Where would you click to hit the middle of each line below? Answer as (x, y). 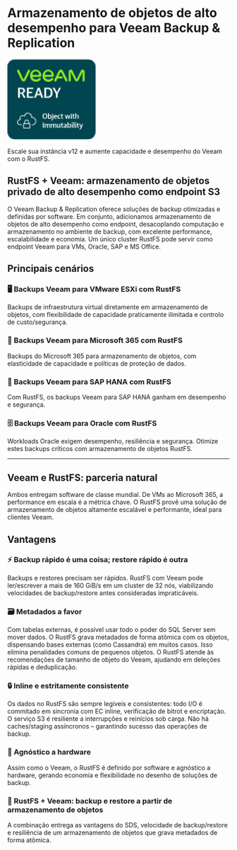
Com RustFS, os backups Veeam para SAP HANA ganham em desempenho (117, 397)
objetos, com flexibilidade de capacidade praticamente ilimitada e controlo (116, 315)
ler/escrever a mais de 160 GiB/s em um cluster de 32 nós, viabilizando (110, 585)
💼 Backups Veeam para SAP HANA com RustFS (89, 381)
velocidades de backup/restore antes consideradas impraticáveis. (103, 593)
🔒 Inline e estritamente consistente (68, 686)
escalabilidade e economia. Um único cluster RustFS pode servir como (110, 239)
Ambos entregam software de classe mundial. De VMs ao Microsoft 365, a (115, 495)
